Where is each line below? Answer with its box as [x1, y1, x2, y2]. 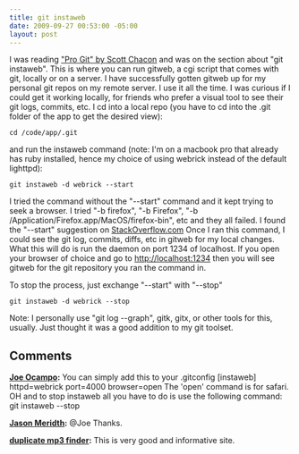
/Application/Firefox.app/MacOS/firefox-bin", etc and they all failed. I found [9, 215, 286, 226]
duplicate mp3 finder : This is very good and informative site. [9, 435, 235, 446]
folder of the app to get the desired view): [9, 111, 163, 122]
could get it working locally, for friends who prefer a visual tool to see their [9, 92, 284, 103]
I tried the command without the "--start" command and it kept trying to [9, 196, 274, 206]
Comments [9, 348, 73, 363]
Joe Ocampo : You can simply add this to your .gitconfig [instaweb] [9, 372, 257, 383]
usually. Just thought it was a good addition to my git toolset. [9, 323, 235, 333]
